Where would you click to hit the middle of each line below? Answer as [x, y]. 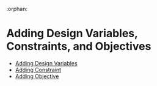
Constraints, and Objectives [79, 47]
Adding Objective [37, 76]
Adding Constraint [38, 70]
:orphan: [17, 9]
